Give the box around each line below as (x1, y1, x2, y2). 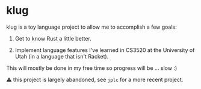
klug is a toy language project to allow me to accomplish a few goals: (6, 23, 178, 30)
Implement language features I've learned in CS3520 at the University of (14, 46, 195, 54)
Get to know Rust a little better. (14, 35, 91, 42)
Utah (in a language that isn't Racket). (14, 53, 109, 60)
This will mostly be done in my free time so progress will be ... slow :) (6, 64, 178, 72)
